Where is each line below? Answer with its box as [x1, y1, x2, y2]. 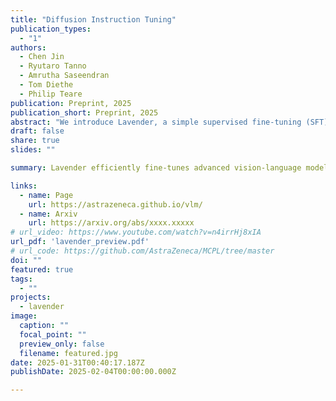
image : [10, 311, 38, 321]
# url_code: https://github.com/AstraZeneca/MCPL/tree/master [10, 246, 275, 256]
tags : [10, 274, 33, 284]
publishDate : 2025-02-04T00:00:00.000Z [10, 367, 177, 377]
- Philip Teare [19, 89, 83, 99]
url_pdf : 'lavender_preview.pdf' [10, 237, 150, 247]
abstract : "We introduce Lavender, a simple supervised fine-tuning [10, 117, 302, 127]
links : [10, 181, 38, 191]
